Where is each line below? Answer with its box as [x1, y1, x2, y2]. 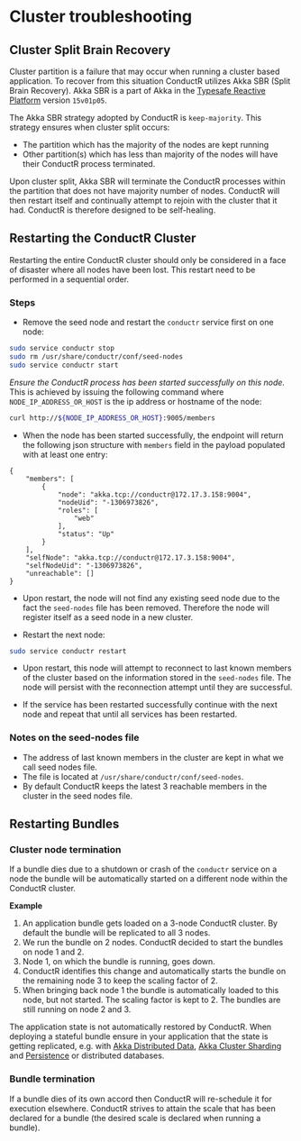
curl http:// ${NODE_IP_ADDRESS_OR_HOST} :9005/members [9, 413, 216, 423]
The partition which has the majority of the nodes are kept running [22, 140, 269, 150]
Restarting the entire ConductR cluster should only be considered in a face [9, 254, 287, 265]
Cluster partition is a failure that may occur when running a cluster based [9, 66, 280, 77]
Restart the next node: [22, 629, 105, 640]
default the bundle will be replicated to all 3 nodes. [22, 927, 211, 938]
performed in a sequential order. [9, 273, 129, 285]
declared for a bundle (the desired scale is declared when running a [9, 1112, 261, 1123]
